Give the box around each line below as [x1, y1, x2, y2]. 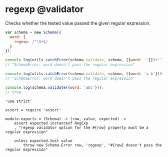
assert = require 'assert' [5, 107, 61, 112]
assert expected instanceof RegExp [14, 120, 88, 126]
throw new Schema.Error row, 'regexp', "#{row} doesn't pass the [23, 142, 162, 147]
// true [5, 89, 21, 95]
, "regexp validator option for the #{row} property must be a [14, 125, 149, 130]
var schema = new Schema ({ [5, 30, 61, 35]
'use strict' [5, 99, 32, 104]
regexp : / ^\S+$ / [14, 39, 48, 44]
